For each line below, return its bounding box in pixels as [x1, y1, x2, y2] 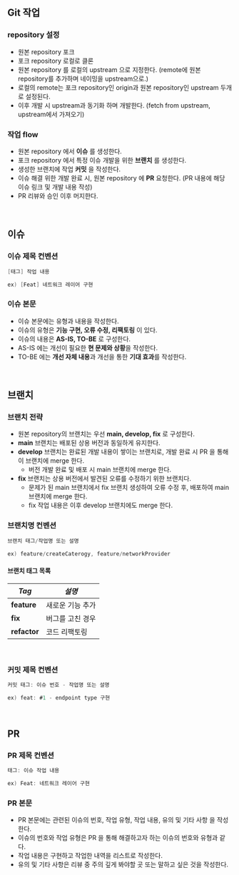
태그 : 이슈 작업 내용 [7, 767, 60, 774]
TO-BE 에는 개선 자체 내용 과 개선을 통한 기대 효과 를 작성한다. [17, 352, 187, 361]
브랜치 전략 [7, 412, 44, 422]
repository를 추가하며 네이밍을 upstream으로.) [17, 74, 148, 83]
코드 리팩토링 [46, 627, 88, 637]
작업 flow [7, 129, 39, 139]
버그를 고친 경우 [46, 613, 96, 623]
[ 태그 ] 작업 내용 [7, 268, 50, 275]
